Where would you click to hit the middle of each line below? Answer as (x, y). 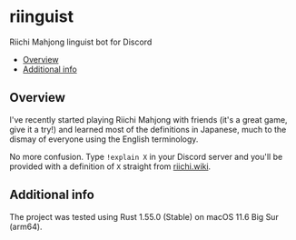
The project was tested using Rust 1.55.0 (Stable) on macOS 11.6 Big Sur (144, 216)
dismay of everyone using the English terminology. (104, 139)
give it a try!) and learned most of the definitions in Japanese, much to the (148, 129)
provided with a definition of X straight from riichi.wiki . (110, 166)
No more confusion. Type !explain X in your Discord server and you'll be (146, 156)
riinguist (42, 17)
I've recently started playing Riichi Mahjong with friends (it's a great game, (148, 119)
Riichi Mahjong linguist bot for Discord (81, 42)
